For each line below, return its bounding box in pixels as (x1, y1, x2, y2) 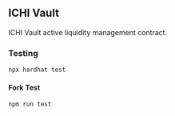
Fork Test (8, 82, 41, 92)
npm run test (8, 100, 52, 109)
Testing (8, 47, 38, 58)
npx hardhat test (8, 66, 66, 74)
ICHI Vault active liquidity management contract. (8, 27, 168, 37)
